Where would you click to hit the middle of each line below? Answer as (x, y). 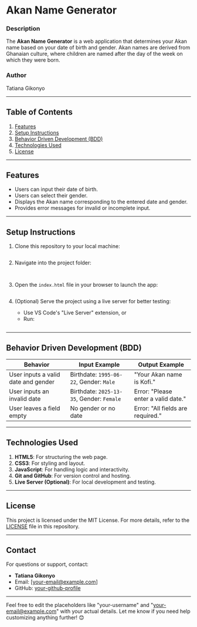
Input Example (99, 364)
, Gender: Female (98, 398)
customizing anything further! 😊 (45, 618)
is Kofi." (145, 381)
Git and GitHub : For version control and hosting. (73, 475)
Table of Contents (40, 112)
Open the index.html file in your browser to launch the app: (86, 285)
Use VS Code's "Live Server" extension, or (75, 313)
